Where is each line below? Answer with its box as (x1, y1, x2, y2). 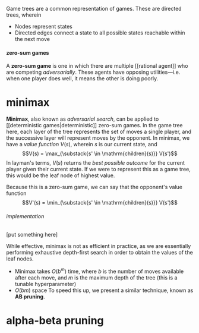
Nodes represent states (14, 23, 73, 30)
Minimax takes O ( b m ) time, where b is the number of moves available (14, 267, 184, 275)
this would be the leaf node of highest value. (6, 172, 115, 179)
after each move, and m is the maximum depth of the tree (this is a (14, 274, 178, 281)
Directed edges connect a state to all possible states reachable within (14, 29, 185, 36)
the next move (14, 36, 50, 42)
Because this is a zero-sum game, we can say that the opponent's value (6, 184, 183, 191)
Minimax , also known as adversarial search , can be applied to (6, 115, 159, 122)
